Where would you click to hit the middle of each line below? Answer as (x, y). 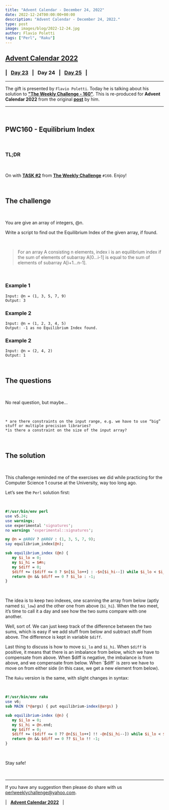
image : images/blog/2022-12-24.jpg (43, 29)
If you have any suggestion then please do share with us (64, 787)
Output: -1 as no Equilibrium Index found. (52, 328)
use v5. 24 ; (17, 516)
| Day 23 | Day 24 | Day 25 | (46, 73)
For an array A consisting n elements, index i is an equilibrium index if (89, 252)
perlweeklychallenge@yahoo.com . (41, 792)
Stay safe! (16, 763)
